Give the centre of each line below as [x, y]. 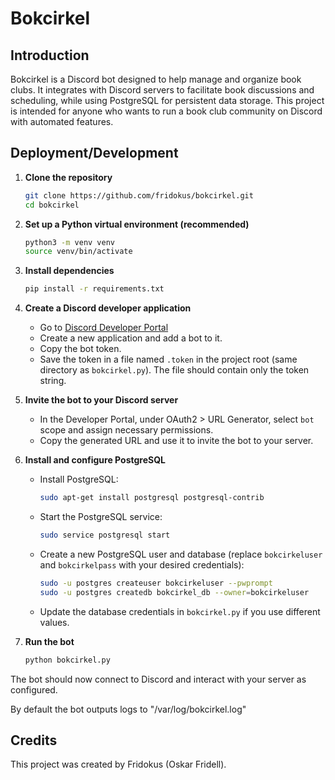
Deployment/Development [94, 153]
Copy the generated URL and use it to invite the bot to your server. [176, 441]
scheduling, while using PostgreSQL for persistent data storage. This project [167, 100]
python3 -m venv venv [70, 242]
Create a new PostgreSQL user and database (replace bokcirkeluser [181, 554]
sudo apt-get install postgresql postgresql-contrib [152, 498]
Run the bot [49, 641]
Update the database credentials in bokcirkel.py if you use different [180, 611]
